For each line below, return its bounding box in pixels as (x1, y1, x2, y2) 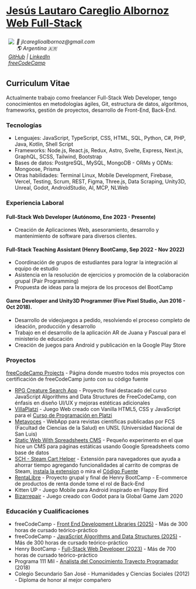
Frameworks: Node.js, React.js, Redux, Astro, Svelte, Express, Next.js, (14, 147, 183, 154)
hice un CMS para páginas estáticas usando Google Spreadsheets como (14, 443, 190, 450)
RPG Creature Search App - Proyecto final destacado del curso (14, 386, 167, 393)
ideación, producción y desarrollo (14, 323, 96, 330)
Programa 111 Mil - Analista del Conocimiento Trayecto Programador (14, 558, 178, 565)
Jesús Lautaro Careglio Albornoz (6, 4, 170, 18)
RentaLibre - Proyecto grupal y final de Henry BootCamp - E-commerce (14, 474, 188, 481)
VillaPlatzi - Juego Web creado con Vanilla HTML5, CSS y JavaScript (14, 405, 181, 412)
